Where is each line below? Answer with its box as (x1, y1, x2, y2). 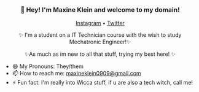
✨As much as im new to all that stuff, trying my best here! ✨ (24, 50, 176, 58)
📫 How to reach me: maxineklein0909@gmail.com (12, 70, 141, 77)
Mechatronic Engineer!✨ (69, 38, 131, 45)
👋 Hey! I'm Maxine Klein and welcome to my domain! (20, 6, 180, 14)
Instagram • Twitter (76, 20, 125, 27)
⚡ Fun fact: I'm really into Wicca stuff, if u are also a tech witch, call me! (12, 79, 193, 86)
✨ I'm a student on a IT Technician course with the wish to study (18, 31, 182, 39)
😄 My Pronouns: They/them (12, 63, 84, 70)
